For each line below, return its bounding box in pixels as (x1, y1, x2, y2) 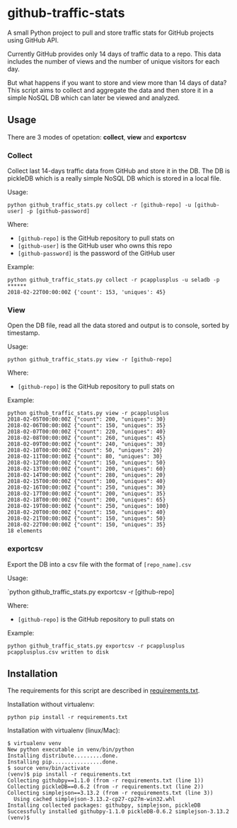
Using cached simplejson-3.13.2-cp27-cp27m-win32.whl (13, 795, 175, 803)
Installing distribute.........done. (7, 752, 119, 759)
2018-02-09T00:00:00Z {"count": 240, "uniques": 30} (7, 441, 166, 448)
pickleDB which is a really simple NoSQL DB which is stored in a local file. (7, 174, 221, 183)
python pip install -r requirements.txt (7, 714, 129, 721)
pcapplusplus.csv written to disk (7, 648, 110, 656)
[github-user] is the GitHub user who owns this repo (17, 242, 173, 250)
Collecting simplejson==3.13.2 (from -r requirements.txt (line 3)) (7, 790, 214, 797)
